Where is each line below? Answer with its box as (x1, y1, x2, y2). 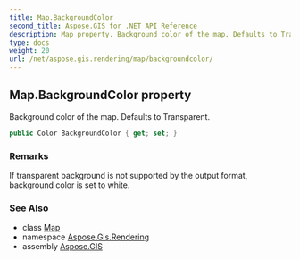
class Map (21, 222, 61, 233)
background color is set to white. (9, 180, 130, 190)
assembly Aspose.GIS (21, 241, 103, 252)
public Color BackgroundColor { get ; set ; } (9, 129, 178, 138)
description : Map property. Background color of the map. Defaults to (9, 29, 278, 38)
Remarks (9, 149, 49, 162)
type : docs (9, 38, 50, 47)
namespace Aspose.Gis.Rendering (21, 231, 150, 242)
